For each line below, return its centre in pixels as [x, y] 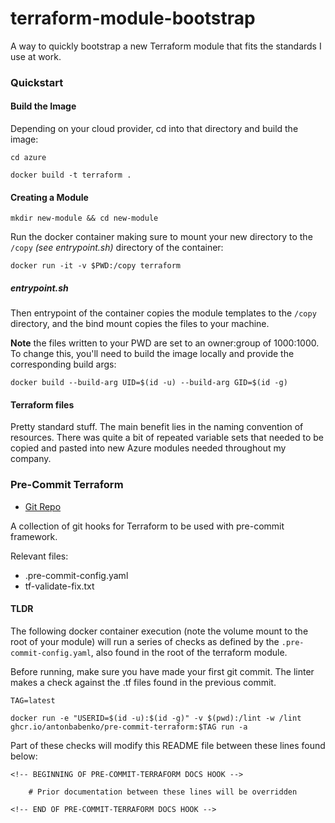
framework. [34, 536]
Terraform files [42, 404]
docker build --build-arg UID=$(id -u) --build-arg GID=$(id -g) [149, 383]
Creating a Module [49, 197]
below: [24, 756]
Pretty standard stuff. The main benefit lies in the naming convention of [157, 427]
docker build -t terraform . [71, 175]
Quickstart [37, 82]
